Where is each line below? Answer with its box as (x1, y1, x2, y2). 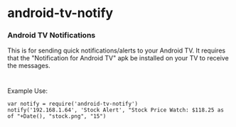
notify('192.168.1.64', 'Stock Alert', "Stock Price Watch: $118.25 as (7, 106, 224, 114)
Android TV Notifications (7, 31, 96, 40)
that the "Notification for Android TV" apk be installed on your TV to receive (7, 54, 229, 62)
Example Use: (7, 87, 48, 95)
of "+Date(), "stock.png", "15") (7, 112, 107, 120)
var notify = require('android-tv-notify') (7, 100, 139, 107)
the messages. (7, 62, 51, 70)
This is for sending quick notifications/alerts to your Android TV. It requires (7, 46, 226, 55)
